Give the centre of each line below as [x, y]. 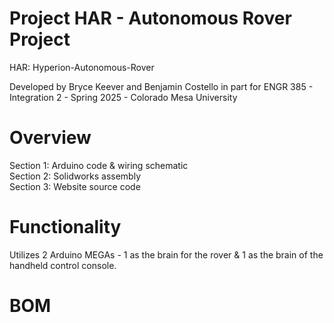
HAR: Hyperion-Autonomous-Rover [82, 67]
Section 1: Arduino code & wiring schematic [99, 165]
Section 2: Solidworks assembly [75, 176]
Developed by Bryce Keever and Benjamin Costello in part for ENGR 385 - [161, 86]
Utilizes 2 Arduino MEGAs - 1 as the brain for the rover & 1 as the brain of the [166, 254]
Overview [50, 138]
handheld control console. [63, 265]
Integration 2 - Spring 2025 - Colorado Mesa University [123, 97]
